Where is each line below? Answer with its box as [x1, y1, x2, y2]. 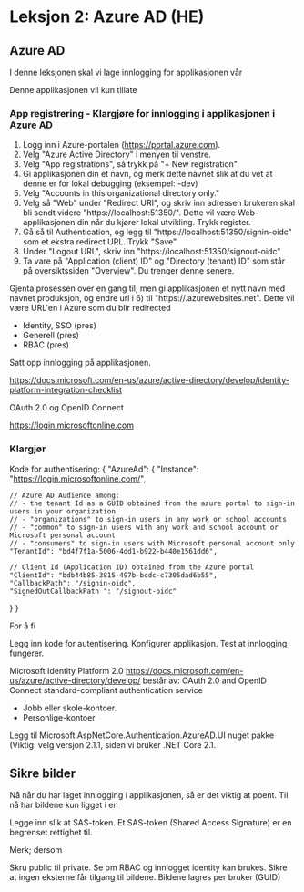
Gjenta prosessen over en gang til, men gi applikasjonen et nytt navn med [9, 283, 286, 294]
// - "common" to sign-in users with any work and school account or [9, 523, 279, 532]
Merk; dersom [9, 845, 63, 856]
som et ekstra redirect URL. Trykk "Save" [22, 236, 177, 247]
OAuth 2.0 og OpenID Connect [9, 402, 125, 413]
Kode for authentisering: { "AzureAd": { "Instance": [9, 463, 199, 474]
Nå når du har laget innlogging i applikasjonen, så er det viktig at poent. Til [9, 790, 289, 801]
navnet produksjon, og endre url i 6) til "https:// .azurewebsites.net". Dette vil [9, 293, 295, 304]
